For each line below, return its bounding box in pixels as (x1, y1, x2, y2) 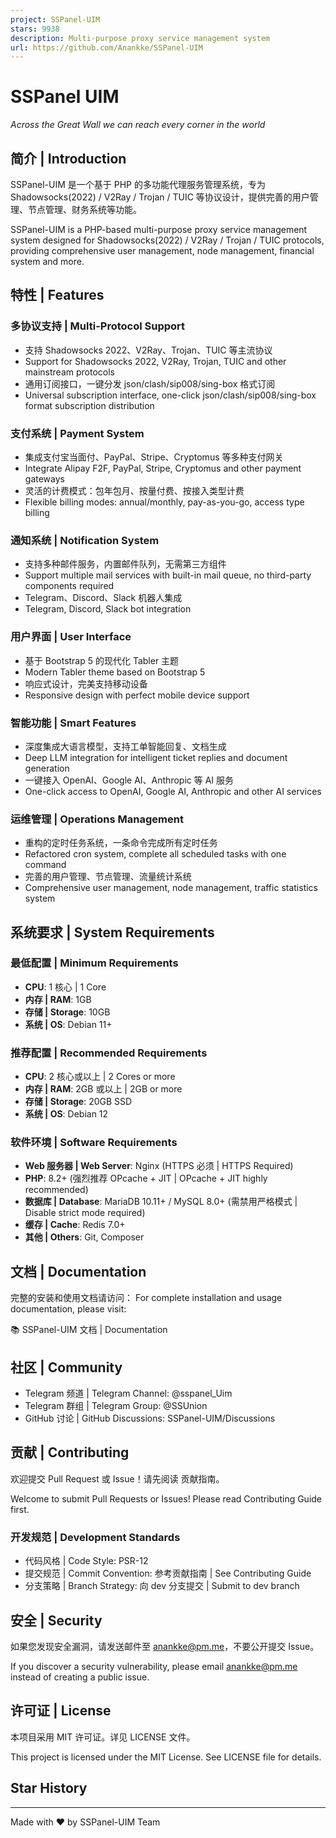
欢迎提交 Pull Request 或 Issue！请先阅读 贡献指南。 (10, 1472, 225, 1485)
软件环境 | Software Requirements (10, 1136, 178, 1150)
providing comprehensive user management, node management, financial (10, 245, 315, 256)
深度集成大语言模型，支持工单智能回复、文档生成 (24, 740, 227, 752)
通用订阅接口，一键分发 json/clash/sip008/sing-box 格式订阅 (24, 377, 276, 390)
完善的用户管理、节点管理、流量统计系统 (24, 871, 192, 883)
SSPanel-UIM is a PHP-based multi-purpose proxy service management (10, 224, 308, 235)
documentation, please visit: (10, 1303, 127, 1315)
